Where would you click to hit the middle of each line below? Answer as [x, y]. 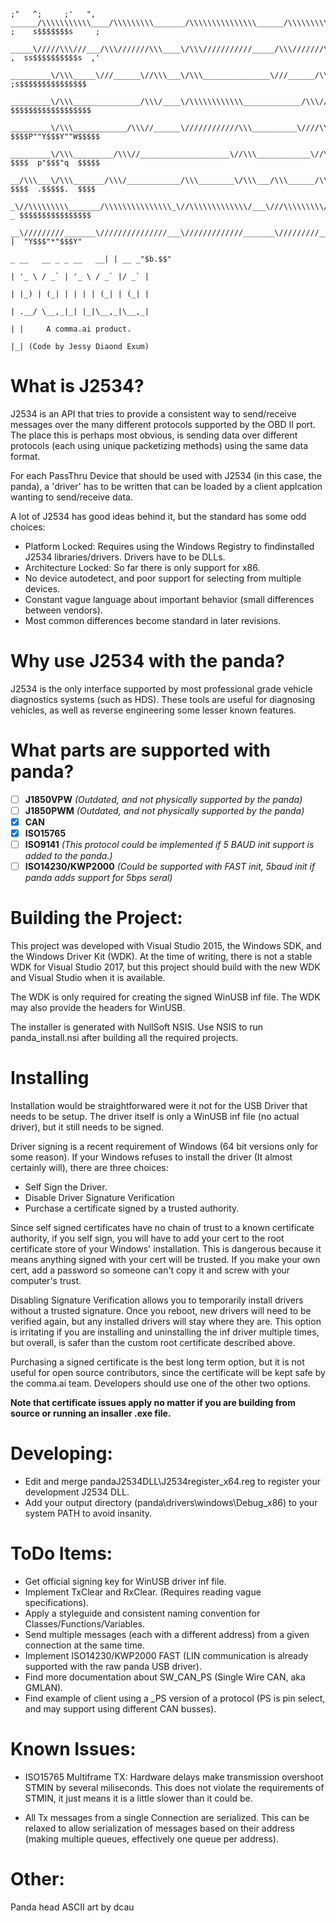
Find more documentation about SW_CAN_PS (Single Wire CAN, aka [165, 1677]
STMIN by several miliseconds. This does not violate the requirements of [174, 1787]
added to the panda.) [68, 856]
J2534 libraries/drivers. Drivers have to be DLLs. [125, 557]
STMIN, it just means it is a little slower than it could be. [138, 1798]
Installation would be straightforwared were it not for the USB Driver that [159, 1106]
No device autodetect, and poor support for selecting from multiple [163, 578]
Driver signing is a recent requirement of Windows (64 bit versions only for [164, 1147]
